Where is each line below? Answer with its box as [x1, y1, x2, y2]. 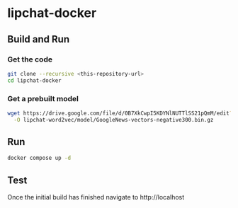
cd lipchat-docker [7, 76, 62, 84]
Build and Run [7, 33, 69, 45]
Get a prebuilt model [7, 93, 79, 103]
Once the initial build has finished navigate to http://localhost [7, 193, 185, 202]
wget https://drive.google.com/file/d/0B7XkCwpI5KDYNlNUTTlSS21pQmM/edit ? [7, 110, 233, 117]
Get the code [7, 54, 53, 64]
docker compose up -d [7, 154, 72, 162]
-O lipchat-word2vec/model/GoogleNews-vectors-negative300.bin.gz [13, 116, 214, 123]
